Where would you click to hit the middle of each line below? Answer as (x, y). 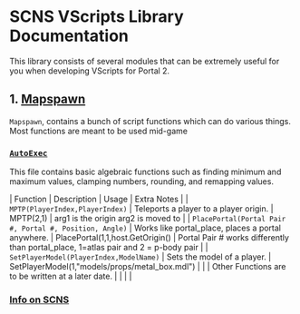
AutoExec (29, 153)
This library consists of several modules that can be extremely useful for (145, 61)
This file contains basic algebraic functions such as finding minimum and (145, 172)
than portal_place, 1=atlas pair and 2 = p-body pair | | (109, 248)
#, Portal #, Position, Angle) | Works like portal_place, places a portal (145, 228)
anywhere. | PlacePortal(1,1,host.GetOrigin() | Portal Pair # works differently (150, 238)
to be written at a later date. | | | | (71, 276)
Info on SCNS (39, 299)
